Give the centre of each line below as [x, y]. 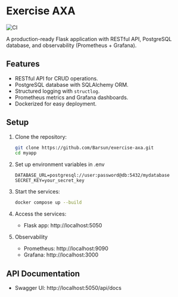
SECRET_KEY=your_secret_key [49, 181]
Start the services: [38, 192]
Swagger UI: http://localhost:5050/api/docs [68, 288]
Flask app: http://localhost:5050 [63, 226]
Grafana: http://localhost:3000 [61, 255]
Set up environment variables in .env [60, 164]
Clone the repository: [41, 137]
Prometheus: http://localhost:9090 [66, 249]
